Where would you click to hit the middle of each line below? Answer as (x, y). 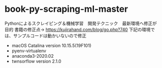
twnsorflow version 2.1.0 (36, 61)
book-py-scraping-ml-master (66, 9)
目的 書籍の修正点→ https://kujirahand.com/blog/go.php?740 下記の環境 (78, 29)
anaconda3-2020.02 (32, 56)
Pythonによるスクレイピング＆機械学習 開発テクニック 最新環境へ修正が (81, 23)
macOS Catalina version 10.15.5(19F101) (51, 45)
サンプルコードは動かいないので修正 (50, 35)
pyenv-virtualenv (29, 51)
